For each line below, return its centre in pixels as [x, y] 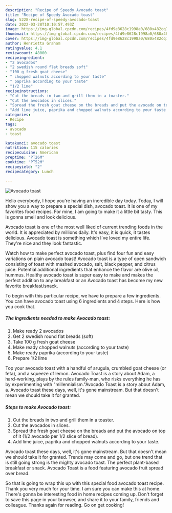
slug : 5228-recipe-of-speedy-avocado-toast [52, 19]
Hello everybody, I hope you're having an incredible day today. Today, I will [84, 201]
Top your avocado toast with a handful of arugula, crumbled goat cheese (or [86, 368]
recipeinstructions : [27, 91]
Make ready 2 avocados [38, 331]
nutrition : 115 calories [32, 148]
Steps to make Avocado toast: [38, 407]
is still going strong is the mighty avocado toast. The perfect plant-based [82, 463]
